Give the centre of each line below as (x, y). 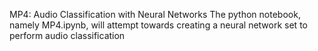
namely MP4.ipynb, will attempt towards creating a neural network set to (158, 25)
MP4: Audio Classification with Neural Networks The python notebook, (155, 14)
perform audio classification (67, 35)
